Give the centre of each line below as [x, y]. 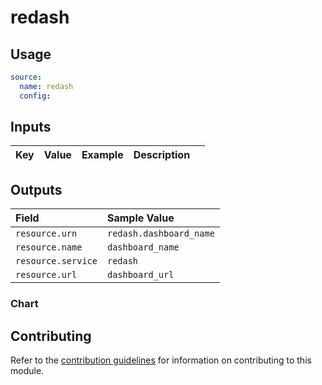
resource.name [49, 247]
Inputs [31, 127]
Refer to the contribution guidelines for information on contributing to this [161, 360]
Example [102, 155]
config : [35, 96]
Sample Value [140, 218]
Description [162, 155]
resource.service [56, 261]
